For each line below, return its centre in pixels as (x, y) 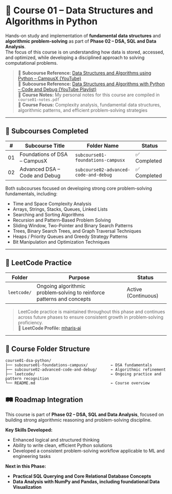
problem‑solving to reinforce (71, 292)
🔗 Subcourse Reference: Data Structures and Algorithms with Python (91, 84)
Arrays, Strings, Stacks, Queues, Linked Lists (60, 209)
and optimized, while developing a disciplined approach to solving (75, 57)
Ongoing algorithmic (61, 286)
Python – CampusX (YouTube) (49, 78)
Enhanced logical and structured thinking (56, 440)
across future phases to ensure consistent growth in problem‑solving (91, 317)
